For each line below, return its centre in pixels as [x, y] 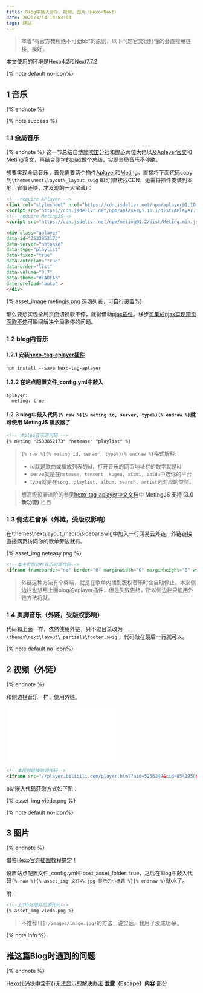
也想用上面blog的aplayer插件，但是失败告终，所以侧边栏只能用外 [113, 590]
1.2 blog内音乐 [27, 339]
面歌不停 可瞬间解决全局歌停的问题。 [51, 322]
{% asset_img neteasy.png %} [44, 553]
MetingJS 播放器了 [47, 423]
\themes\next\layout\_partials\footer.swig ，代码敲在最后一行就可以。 [97, 637]
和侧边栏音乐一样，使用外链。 [43, 697]
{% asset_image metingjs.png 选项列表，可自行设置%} [74, 301]
